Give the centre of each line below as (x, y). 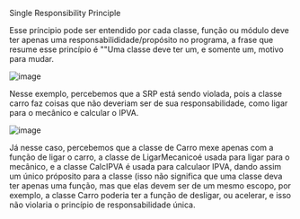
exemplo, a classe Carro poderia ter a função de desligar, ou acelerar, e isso (150, 195)
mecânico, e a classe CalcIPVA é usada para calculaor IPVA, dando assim (146, 166)
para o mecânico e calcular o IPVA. (74, 113)
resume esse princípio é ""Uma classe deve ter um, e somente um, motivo (147, 49)
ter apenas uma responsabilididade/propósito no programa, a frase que (141, 40)
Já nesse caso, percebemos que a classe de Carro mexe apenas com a (141, 148)
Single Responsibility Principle (65, 13)
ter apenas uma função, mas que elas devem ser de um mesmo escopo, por (150, 186)
